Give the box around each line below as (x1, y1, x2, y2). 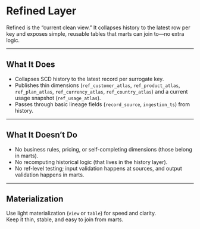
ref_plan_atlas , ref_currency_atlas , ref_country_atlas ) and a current (14, 88, 188, 95)
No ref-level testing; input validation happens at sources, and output (14, 165, 183, 172)
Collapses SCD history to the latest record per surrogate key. (14, 75, 164, 82)
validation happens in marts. (14, 171, 85, 178)
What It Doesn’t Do (6, 130, 77, 140)
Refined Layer (6, 4, 77, 18)
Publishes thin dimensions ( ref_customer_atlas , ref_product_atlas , (14, 82, 180, 89)
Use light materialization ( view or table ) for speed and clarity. (6, 210, 157, 217)
